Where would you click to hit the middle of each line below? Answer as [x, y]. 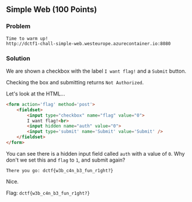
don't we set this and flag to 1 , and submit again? [66, 160]
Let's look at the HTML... [36, 94]
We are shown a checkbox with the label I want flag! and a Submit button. [96, 71]
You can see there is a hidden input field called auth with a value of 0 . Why [95, 153]
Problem [18, 26]
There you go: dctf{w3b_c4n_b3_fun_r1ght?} [60, 170]
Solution [18, 58]
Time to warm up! [27, 38]
